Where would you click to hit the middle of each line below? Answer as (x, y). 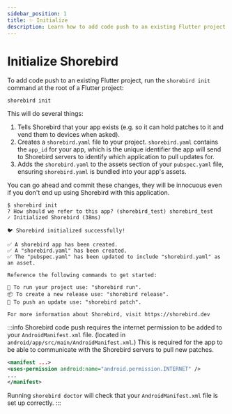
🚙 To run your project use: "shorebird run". (74, 288)
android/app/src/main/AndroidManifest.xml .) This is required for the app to (115, 342)
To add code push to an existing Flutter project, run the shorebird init (109, 80)
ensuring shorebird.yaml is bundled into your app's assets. (102, 172)
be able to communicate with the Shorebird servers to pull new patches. (110, 350)
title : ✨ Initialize (38, 20)
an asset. (22, 263)
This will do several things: (45, 114)
